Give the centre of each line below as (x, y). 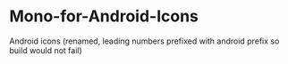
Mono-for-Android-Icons (104, 16)
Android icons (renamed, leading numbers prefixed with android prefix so (144, 41)
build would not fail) (46, 50)
